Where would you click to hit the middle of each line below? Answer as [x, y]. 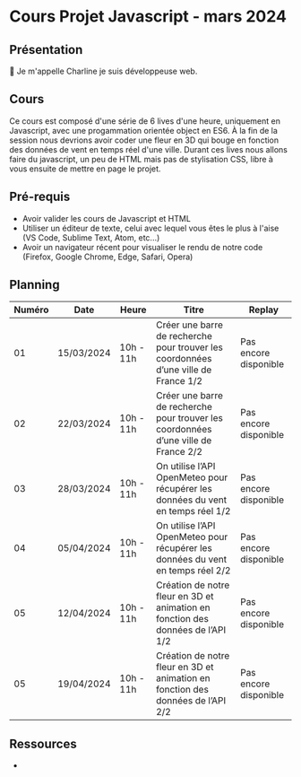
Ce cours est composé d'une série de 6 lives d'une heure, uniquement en [145, 121]
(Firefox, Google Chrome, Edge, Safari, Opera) [107, 257]
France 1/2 [179, 381]
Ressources [43, 743]
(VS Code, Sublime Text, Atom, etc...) [91, 237]
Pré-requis [40, 197]
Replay [264, 310]
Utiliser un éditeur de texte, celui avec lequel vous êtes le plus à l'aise [150, 228]
